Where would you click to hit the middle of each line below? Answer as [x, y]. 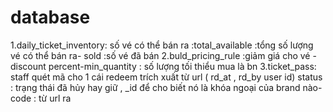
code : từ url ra [41, 98]
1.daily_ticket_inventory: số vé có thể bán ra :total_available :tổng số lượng [162, 45]
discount [28, 66]
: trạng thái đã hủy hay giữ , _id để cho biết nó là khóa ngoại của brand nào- [166, 87]
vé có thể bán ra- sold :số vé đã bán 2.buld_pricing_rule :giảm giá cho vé [160, 55]
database [50, 17]
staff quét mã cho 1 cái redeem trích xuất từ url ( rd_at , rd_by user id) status [166, 77]
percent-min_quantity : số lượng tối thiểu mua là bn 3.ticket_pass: [182, 66]
